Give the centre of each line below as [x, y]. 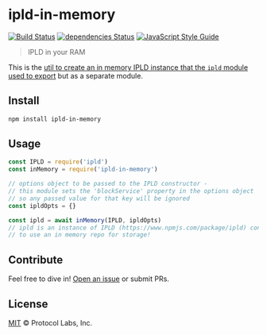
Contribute [36, 260]
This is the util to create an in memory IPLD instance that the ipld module [128, 67]
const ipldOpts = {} [43, 206]
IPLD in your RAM [56, 52]
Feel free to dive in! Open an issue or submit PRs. [89, 279]
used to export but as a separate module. [75, 75]
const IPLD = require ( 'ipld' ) [58, 162]
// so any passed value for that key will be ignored [99, 198]
